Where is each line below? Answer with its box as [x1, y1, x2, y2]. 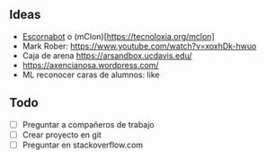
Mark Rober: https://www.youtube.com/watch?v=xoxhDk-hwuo [22, 40, 257, 51]
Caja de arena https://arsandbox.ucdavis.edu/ [22, 49, 192, 61]
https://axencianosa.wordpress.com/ [22, 59, 159, 70]
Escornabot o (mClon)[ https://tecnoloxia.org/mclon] [22, 31, 215, 41]
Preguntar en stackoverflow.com [22, 139, 144, 150]
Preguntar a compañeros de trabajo [22, 119, 155, 129]
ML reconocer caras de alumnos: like [22, 69, 160, 80]
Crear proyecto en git [22, 129, 102, 140]
